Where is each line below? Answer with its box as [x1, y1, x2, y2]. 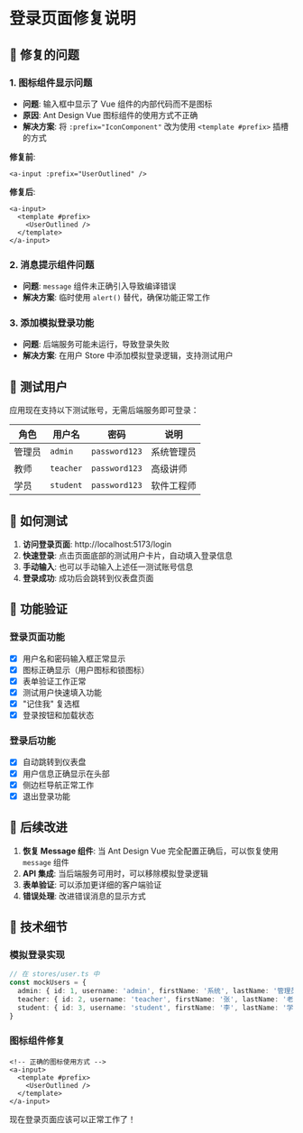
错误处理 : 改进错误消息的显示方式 [22, 890, 146, 901]
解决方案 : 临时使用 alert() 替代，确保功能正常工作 [22, 292, 210, 303]
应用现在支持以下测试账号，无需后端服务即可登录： [9, 405, 199, 416]
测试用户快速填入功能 [22, 686, 102, 697]
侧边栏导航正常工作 [22, 779, 95, 790]
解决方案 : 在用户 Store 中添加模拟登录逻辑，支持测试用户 [22, 350, 234, 361]
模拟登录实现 [9, 948, 66, 961]
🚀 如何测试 [9, 513, 68, 529]
